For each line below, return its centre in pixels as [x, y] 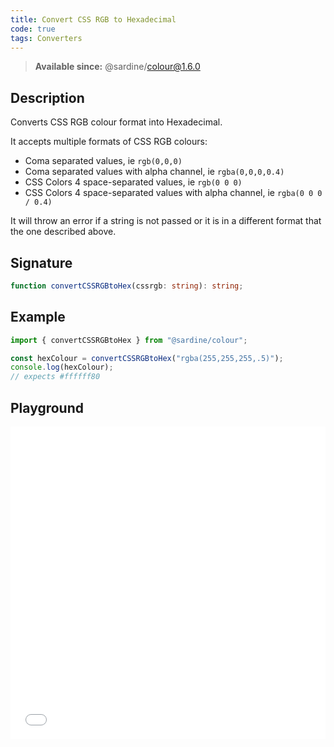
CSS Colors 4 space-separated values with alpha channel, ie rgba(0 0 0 [173, 193]
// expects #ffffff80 [55, 377]
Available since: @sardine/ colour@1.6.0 [117, 67]
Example [38, 317]
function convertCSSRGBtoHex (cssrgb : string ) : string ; [127, 286]
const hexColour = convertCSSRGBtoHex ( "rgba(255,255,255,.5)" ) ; [147, 358]
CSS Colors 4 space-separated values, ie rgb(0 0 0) [133, 182]
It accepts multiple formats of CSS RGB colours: [109, 142]
